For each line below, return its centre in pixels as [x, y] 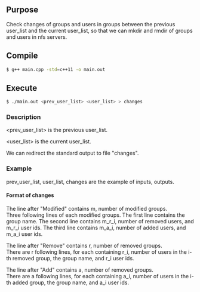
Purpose [22, 10]
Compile [22, 56]
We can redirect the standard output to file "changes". [73, 153]
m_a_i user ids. [24, 234]
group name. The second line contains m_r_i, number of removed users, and [100, 221]
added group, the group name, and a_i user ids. [71, 282]
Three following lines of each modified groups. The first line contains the [96, 215]
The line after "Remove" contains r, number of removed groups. [84, 245]
